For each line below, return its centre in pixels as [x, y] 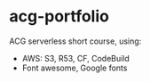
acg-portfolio [59, 16]
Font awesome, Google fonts [75, 68]
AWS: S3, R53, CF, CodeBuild [76, 58]
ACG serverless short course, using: [75, 41]
